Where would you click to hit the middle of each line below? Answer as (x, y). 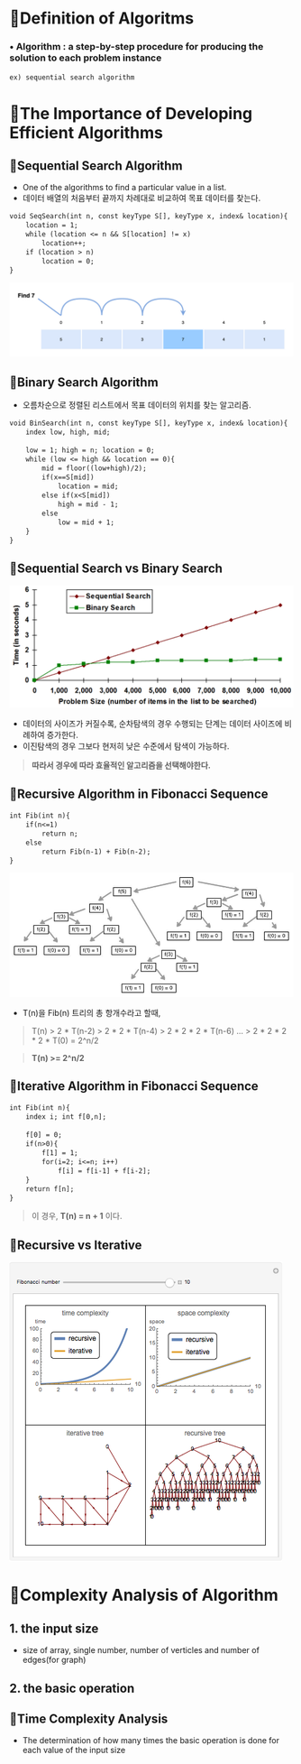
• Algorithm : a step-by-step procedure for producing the (137, 47)
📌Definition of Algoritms (102, 18)
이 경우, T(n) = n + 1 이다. (77, 1216)
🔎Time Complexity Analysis (89, 1718)
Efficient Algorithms (87, 132)
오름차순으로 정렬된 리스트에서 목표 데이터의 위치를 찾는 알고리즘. (137, 405)
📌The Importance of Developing (131, 113)
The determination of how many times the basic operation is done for (151, 1741)
